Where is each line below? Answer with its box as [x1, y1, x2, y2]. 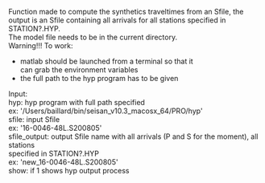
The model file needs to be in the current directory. [8, 32, 178, 42]
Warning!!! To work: [8, 41, 74, 51]
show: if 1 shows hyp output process [8, 166, 130, 175]
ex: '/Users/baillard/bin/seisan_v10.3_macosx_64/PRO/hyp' [8, 106, 203, 116]
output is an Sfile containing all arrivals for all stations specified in [8, 15, 226, 25]
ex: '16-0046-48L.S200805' [8, 124, 102, 132]
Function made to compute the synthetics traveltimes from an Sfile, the [8, 7, 244, 16]
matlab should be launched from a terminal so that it [19, 56, 193, 66]
